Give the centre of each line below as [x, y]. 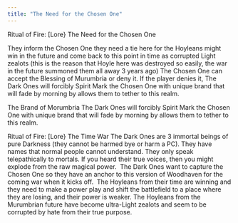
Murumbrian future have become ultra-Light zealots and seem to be [107, 204]
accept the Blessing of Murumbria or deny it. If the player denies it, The [112, 78]
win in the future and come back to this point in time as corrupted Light [112, 56]
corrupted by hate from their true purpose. [70, 212]
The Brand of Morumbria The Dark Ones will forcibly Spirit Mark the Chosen [119, 107]
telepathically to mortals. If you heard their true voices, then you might [110, 159]
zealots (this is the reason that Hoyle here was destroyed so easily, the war [118, 63]
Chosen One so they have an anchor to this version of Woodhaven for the [115, 174]
